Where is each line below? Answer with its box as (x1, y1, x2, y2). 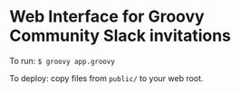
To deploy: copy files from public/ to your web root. (9, 72, 204, 83)
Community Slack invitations (9, 25, 232, 46)
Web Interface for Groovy (9, 6, 206, 27)
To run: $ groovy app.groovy (9, 55, 116, 66)
